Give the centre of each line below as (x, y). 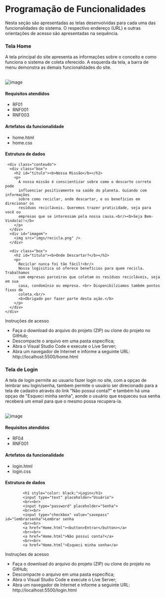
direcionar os (20, 203)
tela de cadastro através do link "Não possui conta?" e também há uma (77, 391)
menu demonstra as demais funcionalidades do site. (58, 67)
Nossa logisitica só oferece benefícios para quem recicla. (81, 268)
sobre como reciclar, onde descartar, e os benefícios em (79, 199)
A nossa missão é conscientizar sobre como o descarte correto (85, 182)
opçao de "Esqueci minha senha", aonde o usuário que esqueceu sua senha (83, 396)
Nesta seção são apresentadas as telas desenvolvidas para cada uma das (81, 23)
